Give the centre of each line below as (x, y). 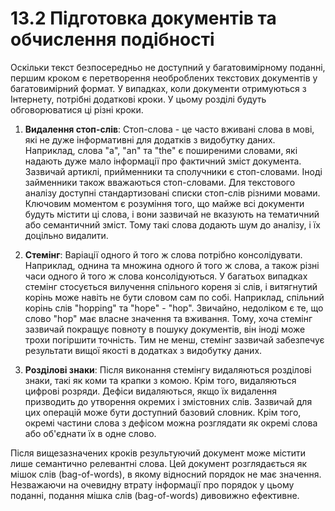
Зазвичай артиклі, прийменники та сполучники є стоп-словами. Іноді (173, 171)
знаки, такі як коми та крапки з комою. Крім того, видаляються (160, 380)
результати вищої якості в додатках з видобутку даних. (143, 350)
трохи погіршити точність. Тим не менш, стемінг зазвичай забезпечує (174, 339)
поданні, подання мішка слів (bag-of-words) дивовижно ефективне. (155, 495)
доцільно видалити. (66, 235)
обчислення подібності (112, 39)
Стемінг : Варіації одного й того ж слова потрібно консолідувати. (163, 254)
